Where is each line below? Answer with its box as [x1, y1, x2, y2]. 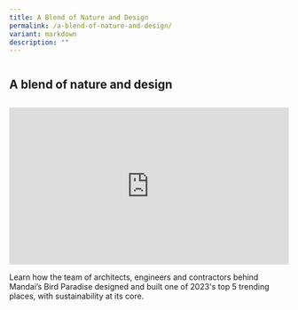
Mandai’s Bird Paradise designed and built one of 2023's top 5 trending [9, 282, 270, 292]
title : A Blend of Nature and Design [9, 12, 149, 22]
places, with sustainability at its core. [9, 290, 145, 302]
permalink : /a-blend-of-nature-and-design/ [9, 21, 173, 30]
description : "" [9, 37, 69, 47]
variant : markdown [9, 29, 77, 38]
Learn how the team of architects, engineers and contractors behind [9, 272, 259, 282]
